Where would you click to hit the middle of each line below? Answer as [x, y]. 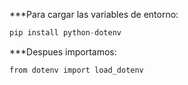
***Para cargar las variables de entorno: [94, 14]
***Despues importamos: [63, 51]
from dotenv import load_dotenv [76, 70]
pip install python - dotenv [65, 33]
